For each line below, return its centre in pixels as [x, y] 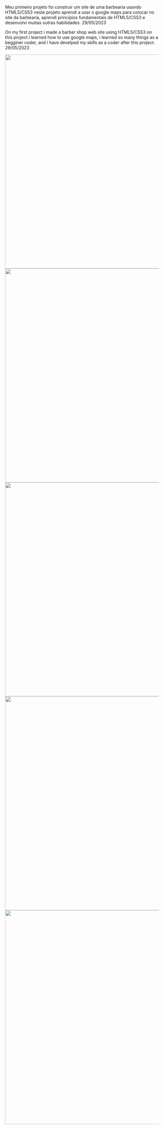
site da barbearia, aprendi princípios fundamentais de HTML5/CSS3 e [75, 17]
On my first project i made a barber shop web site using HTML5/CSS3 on [79, 32]
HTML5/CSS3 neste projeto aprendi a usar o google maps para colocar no [80, 12]
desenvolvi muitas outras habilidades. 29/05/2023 [56, 22]
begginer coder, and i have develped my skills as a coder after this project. [80, 43]
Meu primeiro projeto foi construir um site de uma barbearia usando [73, 7]
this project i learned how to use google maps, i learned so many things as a [82, 37]
